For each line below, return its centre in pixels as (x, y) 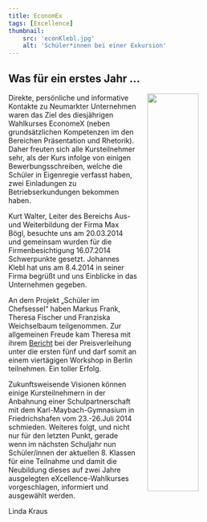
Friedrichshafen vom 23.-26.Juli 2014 (70, 418)
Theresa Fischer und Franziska (59, 317)
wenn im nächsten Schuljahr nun (62, 444)
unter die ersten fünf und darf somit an (73, 351)
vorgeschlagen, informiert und (58, 487)
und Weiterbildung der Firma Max (64, 224)
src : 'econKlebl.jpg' (59, 38)
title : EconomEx (35, 16)
